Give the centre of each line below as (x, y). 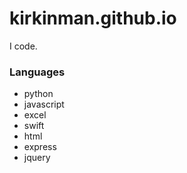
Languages (37, 72)
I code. (23, 46)
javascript (44, 104)
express (40, 147)
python (38, 94)
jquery (37, 158)
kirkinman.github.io (93, 18)
